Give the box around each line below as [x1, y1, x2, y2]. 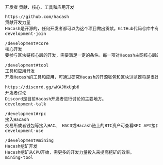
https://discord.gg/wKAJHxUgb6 [5, 84, 80, 90]
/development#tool [5, 63, 49, 68]
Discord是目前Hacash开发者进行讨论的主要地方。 [5, 96, 107, 101]
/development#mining [5, 138, 54, 143]
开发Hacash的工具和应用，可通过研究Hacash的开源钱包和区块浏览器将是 [5, 74, 151, 80]
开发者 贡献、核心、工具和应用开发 [5, 4, 74, 10]
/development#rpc [5, 111, 46, 116]
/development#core [5, 41, 49, 46]
